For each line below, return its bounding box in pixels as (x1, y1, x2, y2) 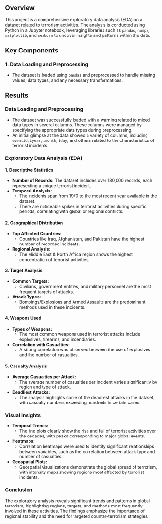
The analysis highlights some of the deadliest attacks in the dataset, (19, 395, 155, 401)
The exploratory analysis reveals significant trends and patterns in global (5, 498, 150, 504)
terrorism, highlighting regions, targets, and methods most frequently (5, 503, 143, 508)
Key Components (5, 46, 59, 55)
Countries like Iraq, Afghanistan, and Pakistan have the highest (19, 236, 145, 242)
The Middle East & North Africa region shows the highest (19, 251, 133, 257)
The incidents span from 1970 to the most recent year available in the (19, 193, 157, 199)
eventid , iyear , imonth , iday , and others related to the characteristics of (12, 138, 155, 143)
